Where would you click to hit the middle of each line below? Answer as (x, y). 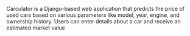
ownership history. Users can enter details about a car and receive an (93, 21)
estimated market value (36, 28)
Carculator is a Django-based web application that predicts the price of (95, 9)
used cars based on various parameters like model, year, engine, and (93, 15)
